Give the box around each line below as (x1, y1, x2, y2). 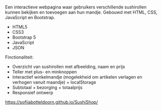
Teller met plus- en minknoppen (12, 69, 77, 75)
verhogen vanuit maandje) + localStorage (12, 79, 97, 85)
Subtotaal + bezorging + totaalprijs (12, 85, 82, 90)
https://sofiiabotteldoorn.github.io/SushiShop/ (5, 99, 98, 105)
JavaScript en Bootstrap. (5, 15, 55, 20)
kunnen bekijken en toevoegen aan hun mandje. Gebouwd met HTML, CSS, (5, 9, 158, 15)
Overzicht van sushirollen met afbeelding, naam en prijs (12, 64, 125, 69)
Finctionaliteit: (5, 54, 33, 60)
